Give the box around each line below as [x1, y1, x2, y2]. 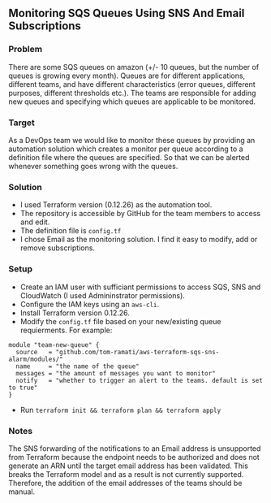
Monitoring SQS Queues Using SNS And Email [8, 7, 245, 20]
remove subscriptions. [19, 243, 96, 253]
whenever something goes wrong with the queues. [8, 161, 179, 171]
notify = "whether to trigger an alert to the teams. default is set [15, 376, 264, 384]
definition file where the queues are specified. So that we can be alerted [8, 152, 250, 162]
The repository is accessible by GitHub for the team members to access [19, 209, 261, 219]
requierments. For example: [19, 325, 113, 335]
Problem [8, 44, 43, 55]
